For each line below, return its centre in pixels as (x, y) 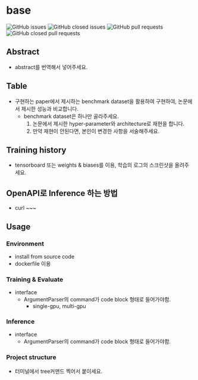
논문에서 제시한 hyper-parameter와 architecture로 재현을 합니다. (109, 123)
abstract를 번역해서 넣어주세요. (51, 67)
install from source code (45, 256)
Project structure (31, 357)
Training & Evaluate (35, 279)
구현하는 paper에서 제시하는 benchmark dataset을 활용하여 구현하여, (96, 101)
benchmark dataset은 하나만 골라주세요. (71, 116)
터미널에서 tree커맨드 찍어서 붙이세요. (59, 371)
